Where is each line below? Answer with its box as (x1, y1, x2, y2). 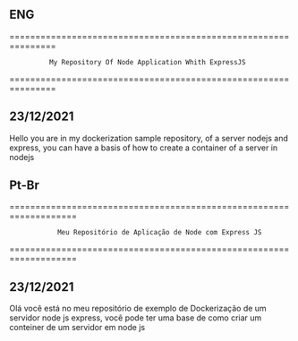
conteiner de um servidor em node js (9, 322, 146, 333)
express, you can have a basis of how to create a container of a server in (9, 142, 278, 153)
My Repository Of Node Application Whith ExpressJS (48, 57, 246, 66)
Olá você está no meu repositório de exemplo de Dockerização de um (9, 303, 267, 314)
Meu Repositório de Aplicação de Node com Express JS (56, 228, 262, 237)
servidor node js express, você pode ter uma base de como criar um (9, 312, 262, 323)
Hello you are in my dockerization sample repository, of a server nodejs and (9, 132, 289, 143)
